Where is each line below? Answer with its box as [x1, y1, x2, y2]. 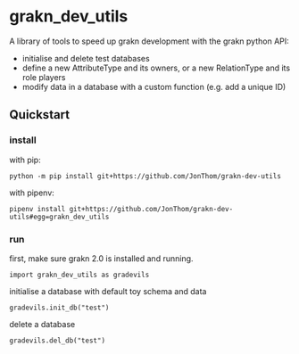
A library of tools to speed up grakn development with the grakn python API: [9, 36, 290, 46]
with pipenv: [9, 187, 55, 198]
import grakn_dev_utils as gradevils [9, 270, 150, 279]
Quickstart [9, 107, 71, 122]
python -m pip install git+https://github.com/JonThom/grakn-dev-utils [9, 171, 281, 180]
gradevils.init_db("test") [9, 303, 110, 312]
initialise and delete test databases [21, 53, 150, 63]
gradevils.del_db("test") [9, 336, 105, 345]
